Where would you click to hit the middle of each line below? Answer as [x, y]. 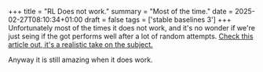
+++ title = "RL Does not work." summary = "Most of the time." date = [121, 11]
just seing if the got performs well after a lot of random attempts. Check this [131, 36]
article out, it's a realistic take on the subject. [80, 45]
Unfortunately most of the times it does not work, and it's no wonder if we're [131, 28]
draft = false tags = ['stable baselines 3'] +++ [158, 20]
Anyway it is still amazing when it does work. [80, 59]
